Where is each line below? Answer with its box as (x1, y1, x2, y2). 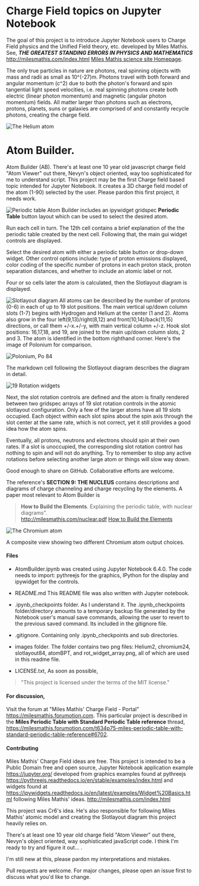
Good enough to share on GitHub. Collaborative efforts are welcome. (6, 467, 175, 474)
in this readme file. (14, 656, 61, 663)
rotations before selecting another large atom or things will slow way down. (6, 455, 190, 462)
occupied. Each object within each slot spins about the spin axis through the (6, 412, 193, 419)
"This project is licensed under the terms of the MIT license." (20, 679, 170, 686)
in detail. (6, 370, 27, 377)
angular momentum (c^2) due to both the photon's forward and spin (6, 79, 173, 87)
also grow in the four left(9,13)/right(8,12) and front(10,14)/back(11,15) (6, 315, 173, 323)
